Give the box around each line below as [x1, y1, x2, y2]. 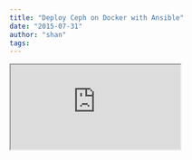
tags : [9, 38, 30, 48]
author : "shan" [9, 30, 67, 39]
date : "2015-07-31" [9, 22, 83, 31]
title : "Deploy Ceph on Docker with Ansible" [9, 13, 184, 23]
